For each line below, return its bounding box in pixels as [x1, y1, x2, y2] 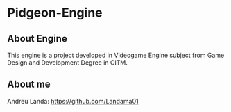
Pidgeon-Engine [7, 5, 103, 21]
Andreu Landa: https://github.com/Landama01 [7, 97, 139, 105]
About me [7, 79, 51, 90]
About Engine [7, 33, 67, 45]
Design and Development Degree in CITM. [7, 58, 128, 67]
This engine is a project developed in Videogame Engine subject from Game [7, 51, 225, 59]
